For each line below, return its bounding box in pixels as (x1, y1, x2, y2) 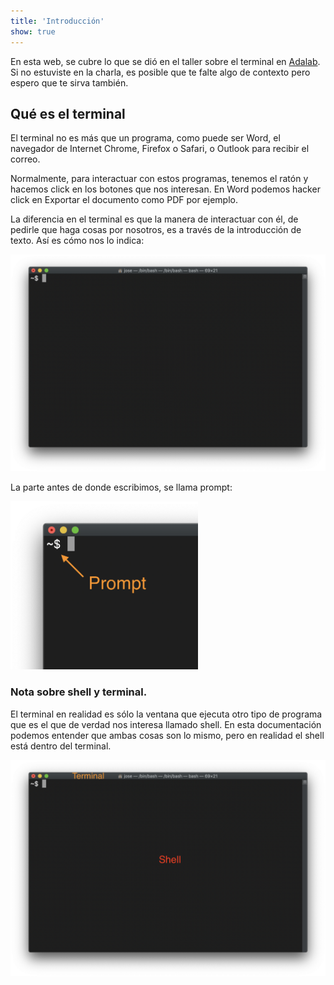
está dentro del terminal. (10, 740, 112, 752)
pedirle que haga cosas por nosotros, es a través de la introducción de (10, 224, 302, 236)
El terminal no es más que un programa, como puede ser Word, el (10, 132, 281, 144)
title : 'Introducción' (10, 16, 105, 26)
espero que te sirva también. (10, 76, 129, 89)
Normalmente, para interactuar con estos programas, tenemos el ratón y (10, 173, 309, 185)
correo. (10, 153, 41, 165)
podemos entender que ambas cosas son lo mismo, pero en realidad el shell (10, 729, 325, 741)
